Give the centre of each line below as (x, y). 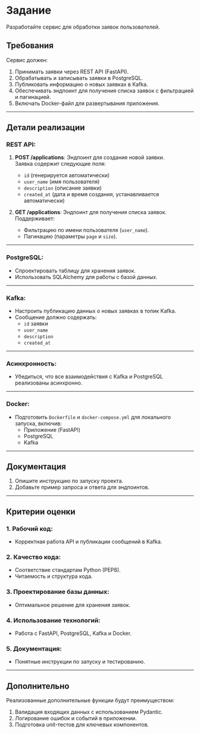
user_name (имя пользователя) (62, 182)
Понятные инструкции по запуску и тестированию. (80, 662)
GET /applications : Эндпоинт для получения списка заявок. (90, 212)
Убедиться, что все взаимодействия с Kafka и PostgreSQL (89, 377)
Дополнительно (38, 686)
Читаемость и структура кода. (54, 577)
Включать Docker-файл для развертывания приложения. (87, 103)
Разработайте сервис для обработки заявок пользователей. (83, 27)
